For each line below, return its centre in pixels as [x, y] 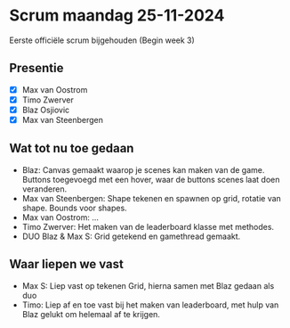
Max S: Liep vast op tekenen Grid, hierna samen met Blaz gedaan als [148, 285]
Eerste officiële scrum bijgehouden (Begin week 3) [102, 40]
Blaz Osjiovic [46, 110]
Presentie [36, 68]
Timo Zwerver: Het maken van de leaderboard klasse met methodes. [148, 226]
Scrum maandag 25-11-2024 [117, 16]
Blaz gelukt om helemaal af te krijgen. [91, 314]
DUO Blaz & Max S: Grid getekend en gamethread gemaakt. [131, 236]
